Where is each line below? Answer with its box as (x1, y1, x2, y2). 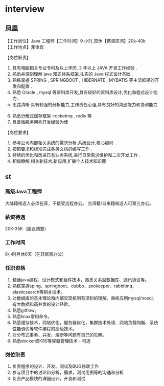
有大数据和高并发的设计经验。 (12, 301, 72, 307)
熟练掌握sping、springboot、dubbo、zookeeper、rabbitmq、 (12, 283, 137, 289)
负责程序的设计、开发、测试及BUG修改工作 (12, 363, 99, 369)
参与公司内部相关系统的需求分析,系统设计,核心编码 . (12, 140, 116, 145)
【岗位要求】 (5, 130, 31, 135)
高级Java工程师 (5, 188, 42, 195)
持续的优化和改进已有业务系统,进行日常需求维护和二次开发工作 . (12, 152, 141, 158)
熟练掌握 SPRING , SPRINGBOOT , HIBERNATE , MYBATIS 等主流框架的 (12, 77, 155, 83)
